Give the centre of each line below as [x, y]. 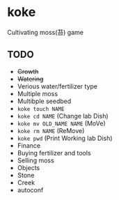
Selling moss [35, 160]
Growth [28, 71]
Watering [30, 79]
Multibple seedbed [44, 101]
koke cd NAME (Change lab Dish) [63, 116]
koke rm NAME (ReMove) [51, 130]
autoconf [30, 190]
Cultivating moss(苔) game [45, 32]
